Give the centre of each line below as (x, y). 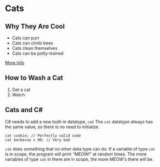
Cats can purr (26, 38)
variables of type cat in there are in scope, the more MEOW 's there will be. (79, 159)
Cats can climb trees (32, 43)
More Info (15, 63)
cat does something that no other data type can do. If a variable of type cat (80, 149)
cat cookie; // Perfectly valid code (43, 136)
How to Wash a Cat (34, 78)
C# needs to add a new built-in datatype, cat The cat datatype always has (79, 121)
